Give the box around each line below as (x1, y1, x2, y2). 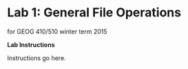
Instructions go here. (7, 53, 67, 62)
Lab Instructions (7, 40, 55, 49)
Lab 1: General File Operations (7, 5, 181, 20)
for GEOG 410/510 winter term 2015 (7, 27, 108, 36)
